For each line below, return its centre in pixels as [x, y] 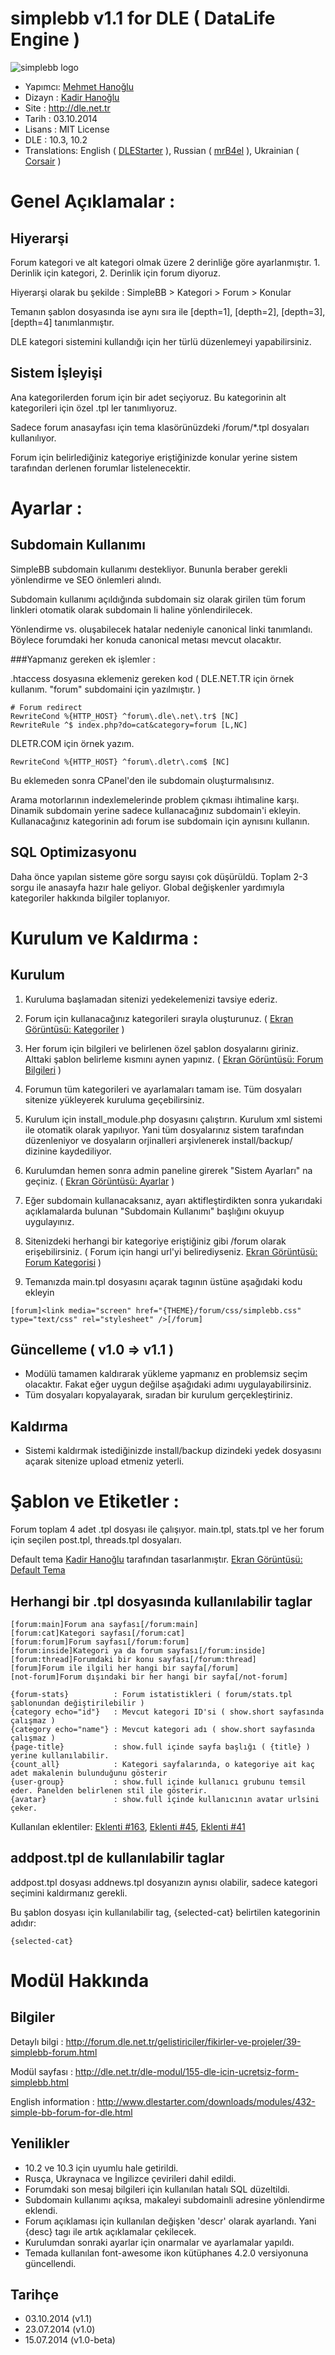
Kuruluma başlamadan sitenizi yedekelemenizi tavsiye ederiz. [151, 999]
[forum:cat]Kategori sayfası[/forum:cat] [98, 1633]
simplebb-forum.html [54, 2052]
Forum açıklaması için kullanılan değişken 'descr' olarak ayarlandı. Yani [170, 2221]
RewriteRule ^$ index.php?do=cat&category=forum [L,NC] [129, 725]
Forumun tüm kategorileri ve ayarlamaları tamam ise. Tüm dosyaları [163, 1089]
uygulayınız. [49, 1221]
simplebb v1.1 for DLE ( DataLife [143, 18]
